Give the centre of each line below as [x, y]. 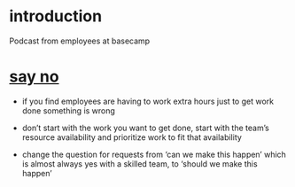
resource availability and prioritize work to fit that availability [132, 137]
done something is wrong [68, 110]
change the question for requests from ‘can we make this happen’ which [154, 154]
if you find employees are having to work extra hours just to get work [148, 101]
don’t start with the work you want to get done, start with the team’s [146, 128]
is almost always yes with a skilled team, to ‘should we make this [140, 164]
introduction [56, 16]
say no [34, 77]
